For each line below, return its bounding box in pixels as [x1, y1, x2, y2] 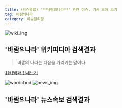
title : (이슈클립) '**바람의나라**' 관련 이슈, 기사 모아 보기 [5, 7, 118, 12]
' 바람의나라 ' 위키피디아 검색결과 [5, 45, 96, 54]
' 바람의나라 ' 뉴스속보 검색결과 [5, 95, 90, 104]
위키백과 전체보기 [5, 70, 38, 76]
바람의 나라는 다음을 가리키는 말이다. [17, 60, 87, 66]
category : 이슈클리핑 [5, 16, 44, 21]
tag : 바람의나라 [5, 12, 33, 17]
